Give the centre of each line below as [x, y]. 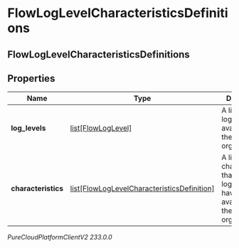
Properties [31, 79]
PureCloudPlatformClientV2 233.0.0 [60, 237]
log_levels [28, 128]
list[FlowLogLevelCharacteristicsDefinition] [142, 188]
